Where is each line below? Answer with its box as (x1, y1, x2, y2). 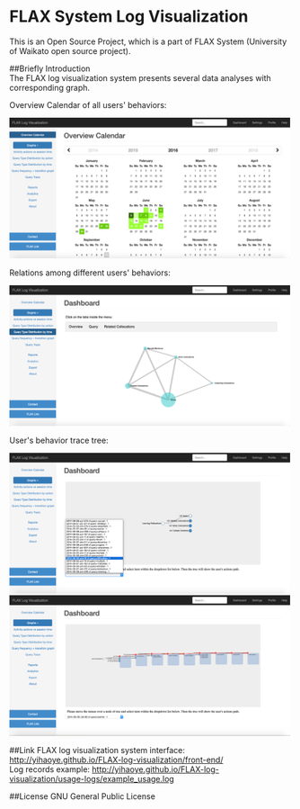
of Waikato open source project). (9, 45, 131, 56)
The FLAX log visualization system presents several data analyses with (9, 72, 271, 83)
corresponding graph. (9, 82, 91, 93)
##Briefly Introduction (9, 63, 91, 74)
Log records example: (9, 763, 91, 775)
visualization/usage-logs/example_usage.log (9, 773, 175, 784)
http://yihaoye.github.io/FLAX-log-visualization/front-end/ (9, 754, 224, 765)
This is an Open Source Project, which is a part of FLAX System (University (9, 36, 287, 47)
